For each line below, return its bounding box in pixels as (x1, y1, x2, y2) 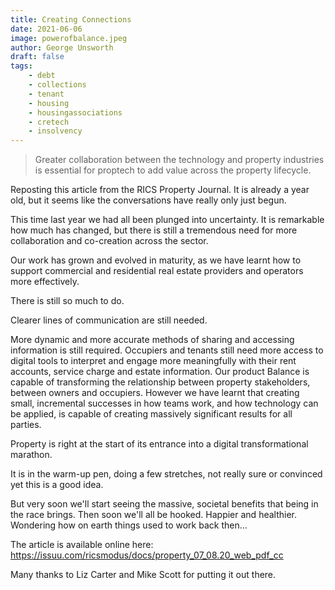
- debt (28, 71, 56, 81)
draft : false (10, 52, 65, 62)
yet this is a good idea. (10, 479, 104, 491)
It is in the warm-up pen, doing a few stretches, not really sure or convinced (10, 468, 323, 480)
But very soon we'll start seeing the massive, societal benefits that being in (10, 498, 319, 510)
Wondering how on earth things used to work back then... (10, 519, 248, 531)
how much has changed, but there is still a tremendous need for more (10, 224, 298, 236)
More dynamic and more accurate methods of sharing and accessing (10, 334, 295, 346)
